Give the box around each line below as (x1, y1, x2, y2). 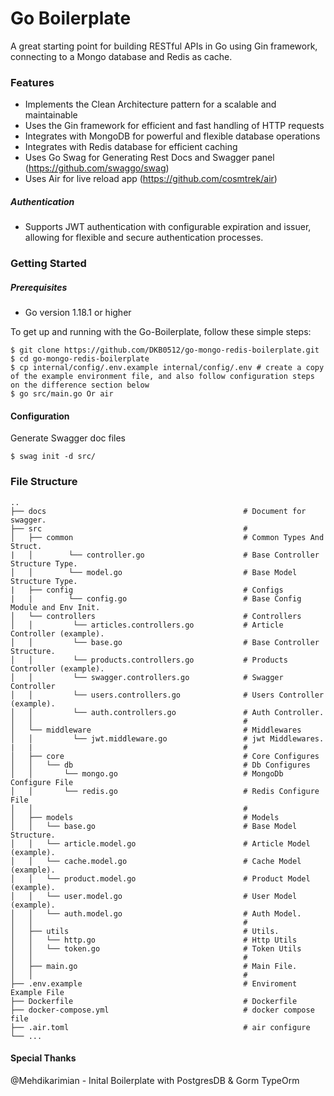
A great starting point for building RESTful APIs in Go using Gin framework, (10, 40, 318, 52)
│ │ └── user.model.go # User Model (10, 891, 298, 901)
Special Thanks (10, 1052, 77, 1064)
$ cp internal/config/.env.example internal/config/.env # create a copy (10, 363, 325, 373)
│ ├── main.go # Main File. (10, 961, 298, 971)
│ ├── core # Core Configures (10, 751, 320, 761)
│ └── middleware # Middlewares (10, 725, 302, 735)
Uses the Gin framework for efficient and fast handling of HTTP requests (24, 120, 325, 132)
